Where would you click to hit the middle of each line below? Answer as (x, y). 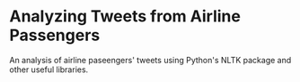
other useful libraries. (49, 70)
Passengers (55, 35)
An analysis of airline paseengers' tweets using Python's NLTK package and (150, 60)
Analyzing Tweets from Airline (125, 16)
